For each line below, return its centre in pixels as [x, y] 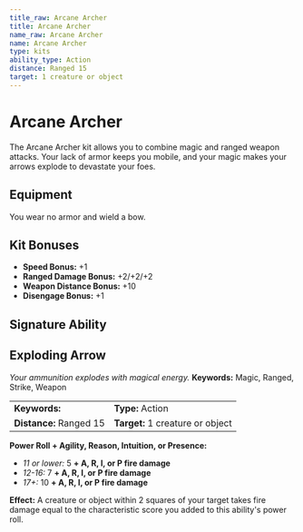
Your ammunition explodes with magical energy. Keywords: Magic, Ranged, [152, 377]
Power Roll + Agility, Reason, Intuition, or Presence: [108, 445]
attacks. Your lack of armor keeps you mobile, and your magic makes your [148, 156]
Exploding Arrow [58, 355]
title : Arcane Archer [50, 26]
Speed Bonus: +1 [55, 267]
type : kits [30, 52]
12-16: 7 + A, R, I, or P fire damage [87, 472]
